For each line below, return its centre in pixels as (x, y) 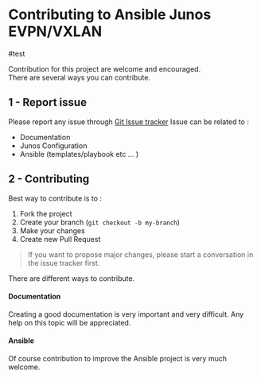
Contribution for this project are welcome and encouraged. (105, 68)
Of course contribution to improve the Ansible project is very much (117, 358)
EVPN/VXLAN (55, 31)
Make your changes (52, 230)
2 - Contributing (49, 179)
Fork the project (46, 213)
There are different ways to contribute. (72, 278)
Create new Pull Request (60, 239)
